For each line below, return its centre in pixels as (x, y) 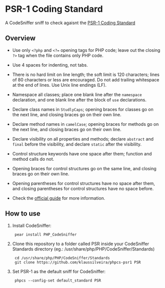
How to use (23, 214)
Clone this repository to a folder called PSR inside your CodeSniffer (81, 244)
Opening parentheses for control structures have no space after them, (83, 183)
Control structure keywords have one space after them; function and (82, 153)
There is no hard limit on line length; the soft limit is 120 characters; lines (86, 74)
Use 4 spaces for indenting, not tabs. (50, 65)
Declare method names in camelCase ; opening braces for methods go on (85, 124)
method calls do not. (33, 159)
